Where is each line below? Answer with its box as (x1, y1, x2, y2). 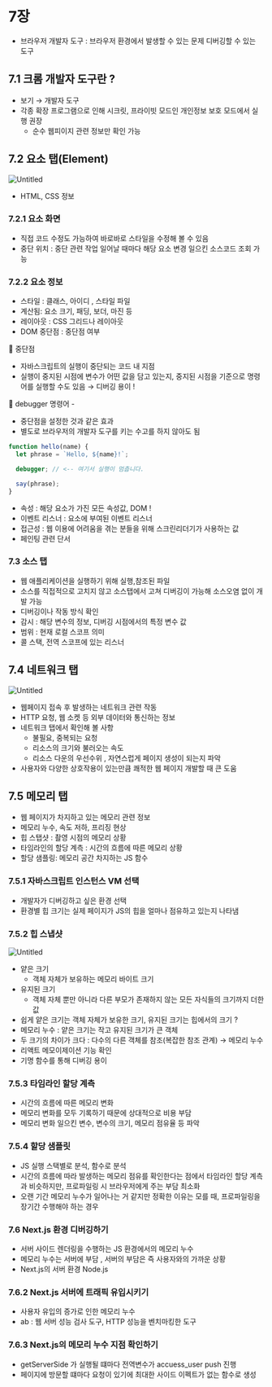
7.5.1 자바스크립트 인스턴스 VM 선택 (8, 876, 140, 887)
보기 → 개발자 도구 (19, 95, 80, 105)
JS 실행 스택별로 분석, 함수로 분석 (19, 1161, 127, 1170)
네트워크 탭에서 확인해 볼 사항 (19, 722, 114, 732)
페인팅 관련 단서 (19, 533, 71, 543)
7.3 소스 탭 (8, 555, 48, 567)
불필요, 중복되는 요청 (32, 732, 98, 742)
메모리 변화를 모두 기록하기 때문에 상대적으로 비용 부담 (19, 1108, 192, 1118)
